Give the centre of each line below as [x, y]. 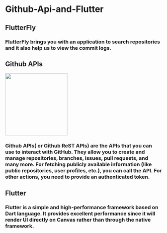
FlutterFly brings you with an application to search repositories [83, 42]
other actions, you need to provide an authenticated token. [78, 177]
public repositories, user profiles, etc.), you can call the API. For [83, 171]
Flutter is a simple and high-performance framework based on [82, 207]
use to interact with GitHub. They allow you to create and [75, 152]
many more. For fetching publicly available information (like [79, 164]
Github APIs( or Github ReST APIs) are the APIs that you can [79, 146]
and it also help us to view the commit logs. [58, 48]
